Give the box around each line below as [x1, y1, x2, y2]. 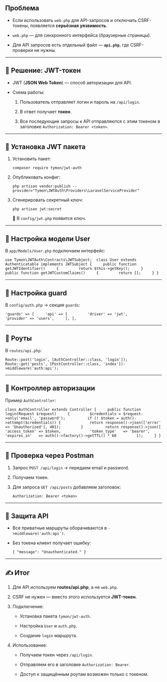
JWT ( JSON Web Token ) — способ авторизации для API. [12, 79, 132, 85]
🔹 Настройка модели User [5, 234, 90, 243]
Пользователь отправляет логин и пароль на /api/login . [19, 99, 140, 105]
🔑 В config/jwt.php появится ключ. [12, 216, 86, 222]
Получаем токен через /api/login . [19, 652, 93, 658]
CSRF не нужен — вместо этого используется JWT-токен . [12, 594, 137, 600]
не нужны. [34, 47, 56, 53]
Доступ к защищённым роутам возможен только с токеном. [19, 671, 149, 678]
